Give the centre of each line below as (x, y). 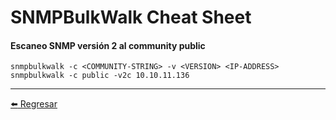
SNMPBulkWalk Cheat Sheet (131, 17)
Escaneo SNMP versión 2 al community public (108, 45)
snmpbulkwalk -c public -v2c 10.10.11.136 (100, 76)
